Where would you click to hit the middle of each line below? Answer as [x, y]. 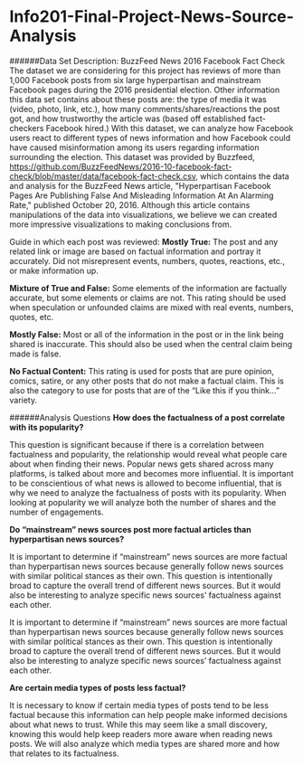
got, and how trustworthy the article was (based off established [128, 118]
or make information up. [54, 270]
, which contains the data [242, 176]
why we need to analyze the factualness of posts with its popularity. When [148, 492]
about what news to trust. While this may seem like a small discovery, [139, 724]
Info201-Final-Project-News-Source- [151, 17]
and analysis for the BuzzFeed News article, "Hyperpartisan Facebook [140, 185]
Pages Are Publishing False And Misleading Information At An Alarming [142, 195]
